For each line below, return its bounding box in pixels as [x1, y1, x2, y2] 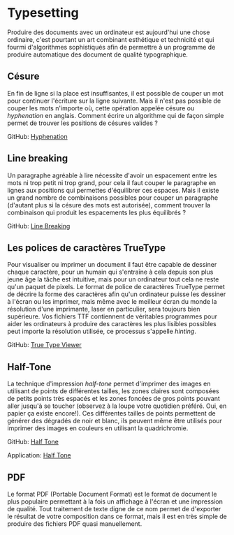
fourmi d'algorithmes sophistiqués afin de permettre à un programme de [7, 43, 216, 51]
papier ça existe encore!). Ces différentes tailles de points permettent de [7, 409, 217, 418]
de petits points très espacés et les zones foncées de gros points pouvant [7, 395, 220, 403]
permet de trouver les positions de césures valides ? [7, 119, 159, 127]
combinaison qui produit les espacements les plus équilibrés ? [7, 208, 187, 217]
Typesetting [7, 5, 79, 21]
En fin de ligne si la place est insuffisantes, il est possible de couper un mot [7, 89, 224, 97]
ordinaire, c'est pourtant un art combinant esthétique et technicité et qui [7, 35, 214, 43]
